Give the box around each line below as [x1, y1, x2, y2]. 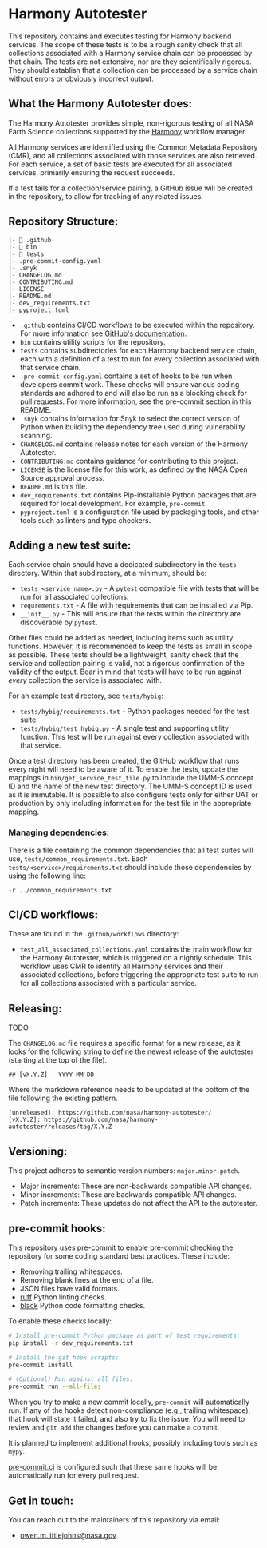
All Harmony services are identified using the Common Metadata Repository [8, 142, 258, 152]
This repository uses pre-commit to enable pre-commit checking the [8, 1243, 234, 1252]
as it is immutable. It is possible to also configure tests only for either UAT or [8, 790, 259, 800]
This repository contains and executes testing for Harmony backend [8, 31, 232, 41]
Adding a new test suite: [8, 538, 132, 552]
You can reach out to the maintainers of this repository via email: [8, 1514, 221, 1524]
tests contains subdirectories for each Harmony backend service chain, [19, 345, 257, 355]
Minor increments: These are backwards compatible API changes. [19, 1190, 237, 1199]
